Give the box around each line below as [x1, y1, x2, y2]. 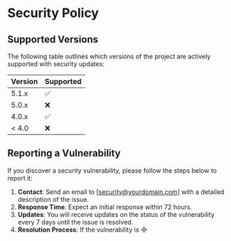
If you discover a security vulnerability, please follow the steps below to [7, 166, 217, 175]
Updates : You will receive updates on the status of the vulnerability [17, 210, 215, 218]
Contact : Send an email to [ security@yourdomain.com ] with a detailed [17, 187, 225, 196]
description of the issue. [17, 195, 89, 203]
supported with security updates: [7, 60, 105, 68]
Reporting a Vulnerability [7, 147, 121, 159]
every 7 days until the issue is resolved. [17, 218, 134, 226]
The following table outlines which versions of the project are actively [7, 52, 211, 60]
